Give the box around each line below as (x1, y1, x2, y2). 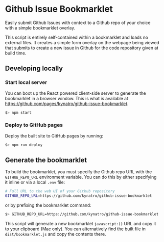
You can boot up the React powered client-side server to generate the (5, 90, 146, 96)
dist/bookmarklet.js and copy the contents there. (5, 231, 106, 237)
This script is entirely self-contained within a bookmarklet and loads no (5, 34, 148, 40)
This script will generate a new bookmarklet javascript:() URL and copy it (5, 221, 156, 227)
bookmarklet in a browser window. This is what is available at (5, 95, 129, 101)
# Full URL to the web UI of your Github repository (5, 189, 115, 194)
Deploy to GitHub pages (5, 122, 63, 129)
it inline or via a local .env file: (5, 179, 65, 185)
